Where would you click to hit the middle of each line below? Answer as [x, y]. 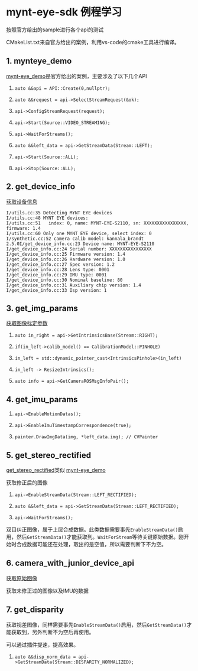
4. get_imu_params [42, 399]
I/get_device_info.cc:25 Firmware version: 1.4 [66, 254]
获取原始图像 [22, 578]
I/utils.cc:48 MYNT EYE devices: [47, 218]
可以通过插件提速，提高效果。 [42, 644]
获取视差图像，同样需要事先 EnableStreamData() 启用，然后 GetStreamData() [97, 624]
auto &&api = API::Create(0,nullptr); [62, 88]
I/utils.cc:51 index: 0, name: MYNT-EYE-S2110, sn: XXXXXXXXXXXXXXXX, [98, 223]
